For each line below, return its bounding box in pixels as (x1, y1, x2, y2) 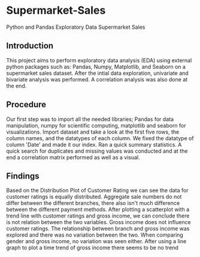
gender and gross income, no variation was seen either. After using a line (6, 238, 187, 245)
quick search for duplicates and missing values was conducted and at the (6, 147, 188, 155)
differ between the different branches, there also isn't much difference (6, 199, 180, 207)
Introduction (6, 41, 54, 51)
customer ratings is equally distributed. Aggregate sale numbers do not (6, 193, 182, 201)
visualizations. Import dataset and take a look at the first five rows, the (6, 128, 180, 135)
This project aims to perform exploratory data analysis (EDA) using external (6, 56, 192, 64)
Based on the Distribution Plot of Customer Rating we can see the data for (6, 187, 189, 194)
